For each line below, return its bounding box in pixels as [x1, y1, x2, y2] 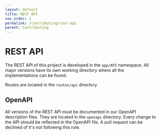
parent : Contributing [5, 25, 49, 30]
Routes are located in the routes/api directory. [5, 82, 98, 88]
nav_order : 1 [5, 16, 32, 21]
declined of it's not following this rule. [5, 124, 80, 130]
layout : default [5, 7, 38, 12]
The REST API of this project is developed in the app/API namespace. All [5, 62, 149, 68]
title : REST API [5, 12, 38, 17]
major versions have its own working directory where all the [5, 67, 125, 73]
